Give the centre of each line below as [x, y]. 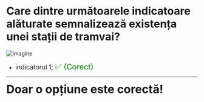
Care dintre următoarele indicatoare [99, 11]
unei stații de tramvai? [63, 37]
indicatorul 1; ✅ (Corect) [54, 67]
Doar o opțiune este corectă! [85, 89]
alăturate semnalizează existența [92, 24]
